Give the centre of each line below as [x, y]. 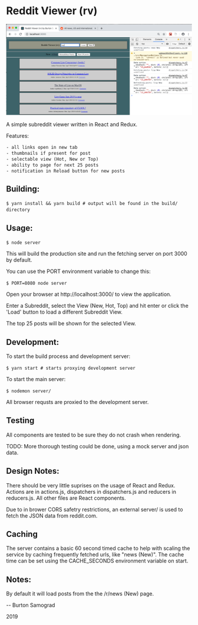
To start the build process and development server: [68, 356]
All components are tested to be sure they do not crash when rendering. [94, 435]
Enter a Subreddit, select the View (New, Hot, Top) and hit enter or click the [97, 306]
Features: [18, 136]
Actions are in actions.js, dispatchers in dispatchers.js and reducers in [91, 491]
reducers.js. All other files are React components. [66, 498]
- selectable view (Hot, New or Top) [52, 159]
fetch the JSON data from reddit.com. [52, 516]
